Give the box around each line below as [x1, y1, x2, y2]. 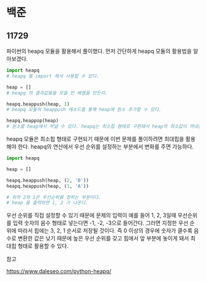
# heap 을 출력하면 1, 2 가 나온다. [6, 200, 88, 206]
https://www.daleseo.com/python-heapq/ [6, 268, 112, 275]
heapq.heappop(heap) [6, 118, 59, 124]
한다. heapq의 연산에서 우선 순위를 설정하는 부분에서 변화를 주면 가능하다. [17, 143, 194, 150]
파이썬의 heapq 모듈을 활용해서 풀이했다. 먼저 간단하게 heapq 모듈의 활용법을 [6, 47, 192, 55]
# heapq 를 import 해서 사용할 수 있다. [6, 73, 99, 79]
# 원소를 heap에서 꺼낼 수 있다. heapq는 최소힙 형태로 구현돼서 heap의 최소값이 [6, 123, 187, 129]
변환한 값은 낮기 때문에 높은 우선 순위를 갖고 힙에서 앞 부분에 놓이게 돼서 [17, 234, 189, 242]
